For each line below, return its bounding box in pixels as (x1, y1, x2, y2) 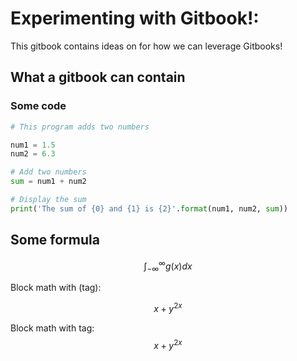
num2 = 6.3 (10, 149, 56, 159)
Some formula (10, 232, 100, 249)
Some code (10, 99, 67, 113)
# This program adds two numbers (10, 122, 150, 132)
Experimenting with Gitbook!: (10, 7, 260, 30)
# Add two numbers (10, 167, 87, 177)
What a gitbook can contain (10, 69, 186, 86)
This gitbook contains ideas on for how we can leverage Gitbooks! (10, 40, 283, 52)
